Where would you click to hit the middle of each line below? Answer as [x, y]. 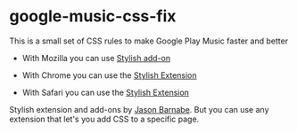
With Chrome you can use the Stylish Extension [110, 75]
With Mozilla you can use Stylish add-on [96, 58]
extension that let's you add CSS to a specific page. [104, 119]
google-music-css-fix [93, 16]
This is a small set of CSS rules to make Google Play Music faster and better [148, 41]
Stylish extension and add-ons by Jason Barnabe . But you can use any [139, 109]
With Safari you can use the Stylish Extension [106, 92]
